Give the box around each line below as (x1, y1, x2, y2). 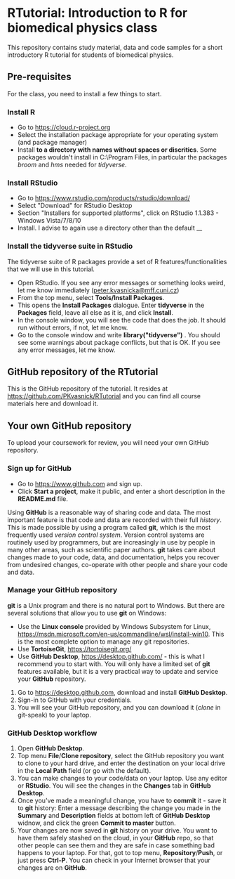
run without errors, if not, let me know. (17, 323, 128, 332)
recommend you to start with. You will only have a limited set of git (17, 659, 210, 668)
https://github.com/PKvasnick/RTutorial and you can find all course (7, 392, 201, 401)
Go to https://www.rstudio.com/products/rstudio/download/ (17, 194, 191, 202)
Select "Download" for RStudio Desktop (17, 202, 133, 210)
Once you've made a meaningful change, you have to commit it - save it (17, 796, 227, 805)
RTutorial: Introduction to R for (7, 5, 188, 21)
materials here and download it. (7, 399, 99, 408)
